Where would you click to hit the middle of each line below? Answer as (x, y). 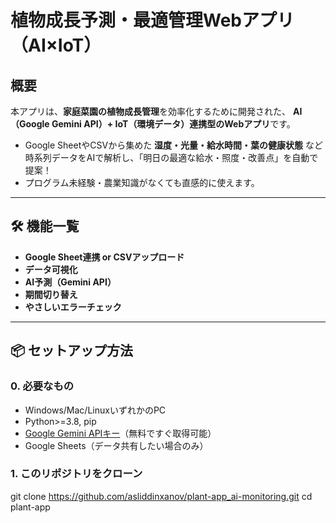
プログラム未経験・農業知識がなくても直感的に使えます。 (142, 182)
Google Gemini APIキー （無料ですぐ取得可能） (120, 433)
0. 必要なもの (42, 386)
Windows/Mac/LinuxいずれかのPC (95, 410)
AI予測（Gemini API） (70, 282)
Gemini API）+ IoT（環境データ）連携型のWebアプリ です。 (173, 124)
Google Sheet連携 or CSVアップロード (104, 257)
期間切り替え (51, 294)
